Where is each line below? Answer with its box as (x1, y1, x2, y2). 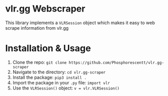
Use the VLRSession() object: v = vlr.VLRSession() (12, 85, 120, 91)
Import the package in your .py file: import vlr (12, 79, 110, 85)
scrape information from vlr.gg (5, 25, 69, 31)
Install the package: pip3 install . (12, 74, 87, 80)
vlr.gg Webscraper (5, 3, 86, 15)
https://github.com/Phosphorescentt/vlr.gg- (68, 60, 164, 65)
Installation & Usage (5, 43, 91, 54)
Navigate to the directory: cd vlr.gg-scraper (12, 69, 106, 75)
